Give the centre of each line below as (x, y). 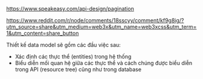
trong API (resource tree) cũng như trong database (78, 69)
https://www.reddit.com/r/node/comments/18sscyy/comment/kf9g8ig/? (95, 20)
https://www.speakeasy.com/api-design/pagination (70, 9)
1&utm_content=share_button (43, 33)
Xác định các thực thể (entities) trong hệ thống (73, 56)
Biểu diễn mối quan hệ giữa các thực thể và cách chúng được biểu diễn (104, 63)
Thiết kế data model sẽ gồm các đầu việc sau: (63, 45)
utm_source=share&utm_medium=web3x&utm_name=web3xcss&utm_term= (101, 27)
